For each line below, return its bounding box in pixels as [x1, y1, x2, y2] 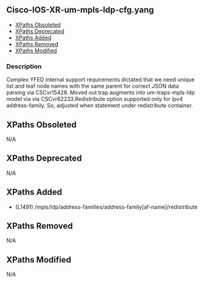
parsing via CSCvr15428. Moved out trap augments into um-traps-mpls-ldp [6, 89, 195, 96]
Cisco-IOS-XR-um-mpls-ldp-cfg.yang [6, 5, 154, 15]
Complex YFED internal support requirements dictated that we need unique [6, 76, 195, 83]
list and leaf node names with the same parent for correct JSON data [6, 82, 180, 90]
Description [6, 62, 42, 71]
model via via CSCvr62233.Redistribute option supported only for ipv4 [6, 96, 183, 103]
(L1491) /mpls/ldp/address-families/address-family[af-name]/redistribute [15, 203, 198, 211]
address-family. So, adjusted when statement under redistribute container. [6, 102, 193, 109]
